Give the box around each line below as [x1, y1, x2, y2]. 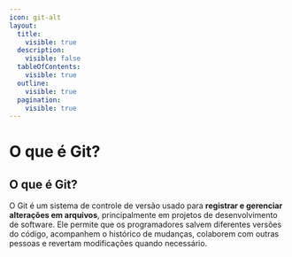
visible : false [25, 54, 81, 63]
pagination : [17, 95, 62, 105]
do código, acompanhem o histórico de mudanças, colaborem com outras [9, 229, 280, 239]
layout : [9, 21, 38, 30]
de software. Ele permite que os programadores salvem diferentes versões [9, 219, 282, 230]
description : [17, 46, 65, 55]
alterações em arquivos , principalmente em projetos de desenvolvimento [9, 210, 278, 221]
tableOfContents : [17, 63, 81, 72]
